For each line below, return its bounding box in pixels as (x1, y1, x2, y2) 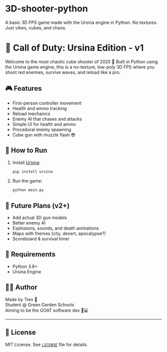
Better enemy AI (12, 220, 46, 226)
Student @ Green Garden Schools (5, 302, 75, 308)
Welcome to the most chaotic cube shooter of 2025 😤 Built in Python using (5, 58, 158, 65)
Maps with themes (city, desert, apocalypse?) (12, 231, 106, 236)
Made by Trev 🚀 (5, 296, 38, 302)
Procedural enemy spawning (12, 126, 72, 132)
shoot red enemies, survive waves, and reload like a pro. (5, 69, 121, 75)
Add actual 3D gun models (12, 215, 67, 221)
